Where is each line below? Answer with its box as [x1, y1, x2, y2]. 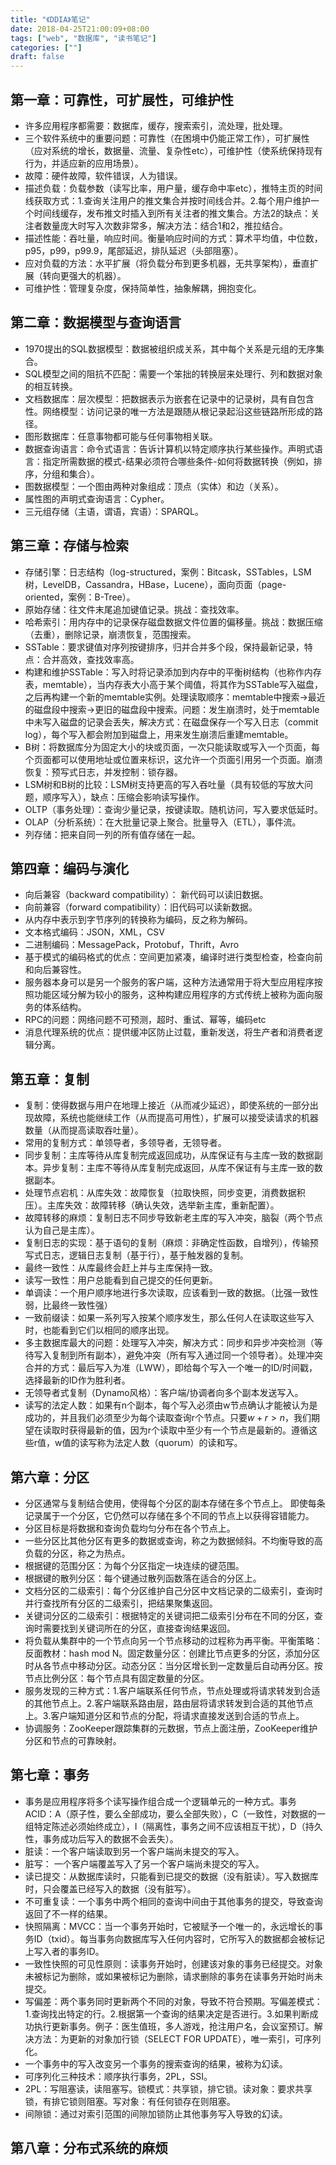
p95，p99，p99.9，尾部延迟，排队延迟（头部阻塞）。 [24, 244, 244, 256]
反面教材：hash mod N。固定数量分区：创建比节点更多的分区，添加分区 [24, 1647, 321, 1659]
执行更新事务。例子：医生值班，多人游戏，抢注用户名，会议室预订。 [33, 2020, 315, 2032]
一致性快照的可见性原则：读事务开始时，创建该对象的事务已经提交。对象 [24, 1957, 323, 1970]
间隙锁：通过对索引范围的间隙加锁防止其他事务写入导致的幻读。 [24, 2107, 288, 2120]
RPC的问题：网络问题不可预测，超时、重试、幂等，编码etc [24, 1014, 267, 1026]
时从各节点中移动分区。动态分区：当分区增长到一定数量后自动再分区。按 [24, 1660, 323, 1671]
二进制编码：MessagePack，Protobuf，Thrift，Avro [24, 939, 240, 951]
